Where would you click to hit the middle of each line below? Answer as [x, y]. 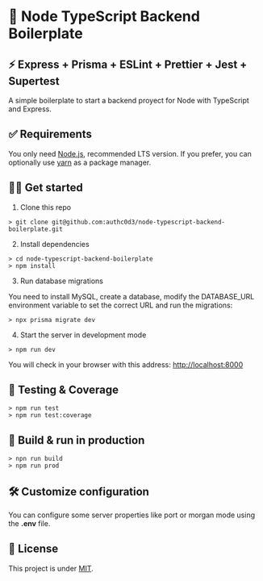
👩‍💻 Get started [46, 188]
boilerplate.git [35, 229]
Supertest [34, 81]
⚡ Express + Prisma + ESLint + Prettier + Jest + [128, 64]
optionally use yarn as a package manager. [80, 162]
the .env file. [29, 524]
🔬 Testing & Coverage [64, 390]
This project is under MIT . [51, 568]
